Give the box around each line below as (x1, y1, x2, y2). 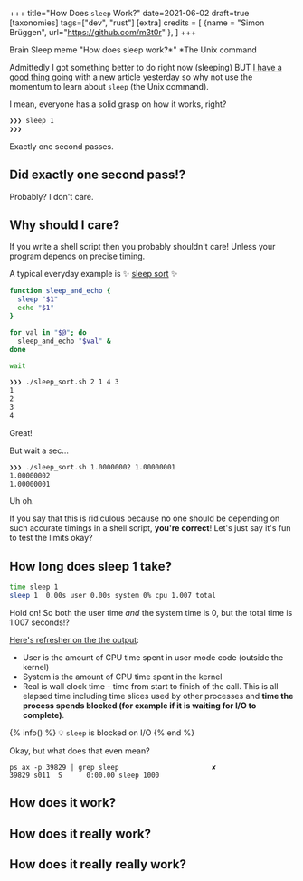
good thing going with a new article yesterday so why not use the (9, 71, 253, 82)
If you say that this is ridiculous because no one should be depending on (9, 513, 280, 524)
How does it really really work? (9, 857, 187, 872)
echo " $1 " (17, 303, 54, 313)
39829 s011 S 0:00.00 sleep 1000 (9, 771, 160, 780)
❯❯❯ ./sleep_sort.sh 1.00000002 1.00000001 (9, 462, 176, 471)
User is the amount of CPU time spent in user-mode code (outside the (22, 651, 284, 663)
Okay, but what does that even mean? (9, 745, 151, 756)
